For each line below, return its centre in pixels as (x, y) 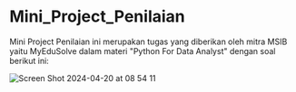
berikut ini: (30, 60)
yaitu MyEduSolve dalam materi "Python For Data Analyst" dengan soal (143, 51)
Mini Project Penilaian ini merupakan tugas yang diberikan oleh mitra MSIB (148, 41)
